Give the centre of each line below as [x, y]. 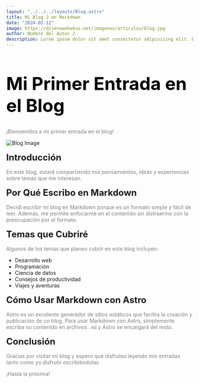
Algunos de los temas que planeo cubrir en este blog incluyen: [82, 249]
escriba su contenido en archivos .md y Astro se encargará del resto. [90, 327]
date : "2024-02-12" [30, 23]
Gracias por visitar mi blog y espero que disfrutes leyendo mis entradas [93, 356]
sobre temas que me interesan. [44, 178]
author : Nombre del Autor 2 [41, 34]
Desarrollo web [33, 260]
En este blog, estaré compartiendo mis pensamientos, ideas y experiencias [98, 172]
